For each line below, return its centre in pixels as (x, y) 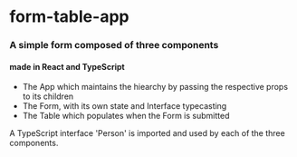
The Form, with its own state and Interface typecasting (125, 106)
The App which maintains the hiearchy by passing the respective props (155, 87)
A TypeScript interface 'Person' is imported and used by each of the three (147, 133)
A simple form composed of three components (114, 45)
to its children (48, 96)
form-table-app (69, 17)
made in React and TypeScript (67, 66)
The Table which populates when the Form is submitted (126, 116)
